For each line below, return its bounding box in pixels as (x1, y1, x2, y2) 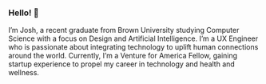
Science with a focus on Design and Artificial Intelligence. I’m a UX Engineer (8, 34, 258, 43)
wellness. (8, 68, 40, 78)
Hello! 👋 (8, 7, 40, 18)
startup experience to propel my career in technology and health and (8, 59, 236, 69)
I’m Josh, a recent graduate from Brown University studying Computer (8, 26, 240, 35)
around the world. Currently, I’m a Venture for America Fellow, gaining (8, 51, 238, 61)
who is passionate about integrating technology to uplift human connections (8, 42, 259, 52)
